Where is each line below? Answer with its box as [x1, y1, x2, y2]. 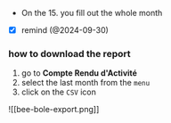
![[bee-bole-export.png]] [8, 104, 100, 115]
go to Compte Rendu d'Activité [20, 68, 137, 78]
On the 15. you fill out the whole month [20, 8, 163, 18]
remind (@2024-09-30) [20, 25, 109, 35]
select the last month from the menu [20, 78, 151, 88]
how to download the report [8, 47, 131, 60]
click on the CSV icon [20, 86, 97, 97]
